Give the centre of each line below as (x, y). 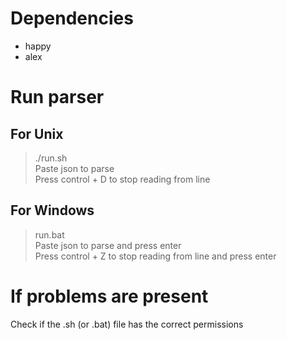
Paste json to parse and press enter (108, 245)
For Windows (52, 210)
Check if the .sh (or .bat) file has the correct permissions (127, 324)
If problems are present (109, 296)
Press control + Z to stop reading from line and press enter (155, 256)
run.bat (49, 234)
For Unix (37, 133)
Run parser (57, 97)
